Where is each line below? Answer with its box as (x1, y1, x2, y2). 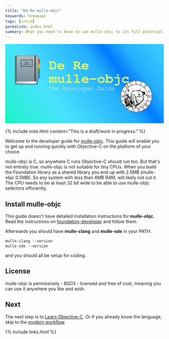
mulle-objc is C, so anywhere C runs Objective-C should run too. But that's (5, 158, 160, 164)
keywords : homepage (5, 13, 46, 19)
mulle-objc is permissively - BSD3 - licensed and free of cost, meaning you (5, 280, 161, 286)
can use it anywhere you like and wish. (5, 286, 86, 292)
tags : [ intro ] (5, 19, 35, 24)
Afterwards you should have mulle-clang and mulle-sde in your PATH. (5, 228, 152, 234)
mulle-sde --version (5, 243, 49, 248)
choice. (5, 149, 21, 155)
